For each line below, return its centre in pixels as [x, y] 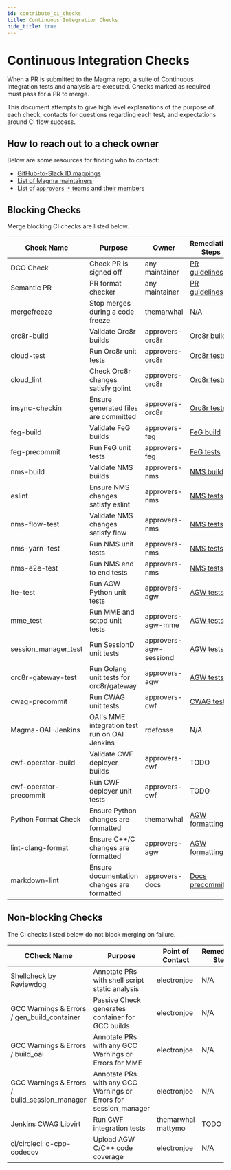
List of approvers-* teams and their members [81, 188]
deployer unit [110, 791]
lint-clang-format [40, 847]
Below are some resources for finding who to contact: [83, 160]
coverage [108, 1156]
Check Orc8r [110, 371]
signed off [106, 272]
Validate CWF [111, 754]
